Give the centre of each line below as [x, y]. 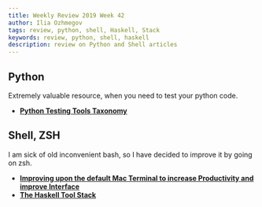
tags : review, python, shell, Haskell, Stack [84, 30]
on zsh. [20, 163]
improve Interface [50, 187]
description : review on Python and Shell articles [93, 45]
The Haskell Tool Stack [58, 194]
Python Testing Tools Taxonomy [73, 110]
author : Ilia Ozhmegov [45, 23]
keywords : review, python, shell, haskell [79, 37]
